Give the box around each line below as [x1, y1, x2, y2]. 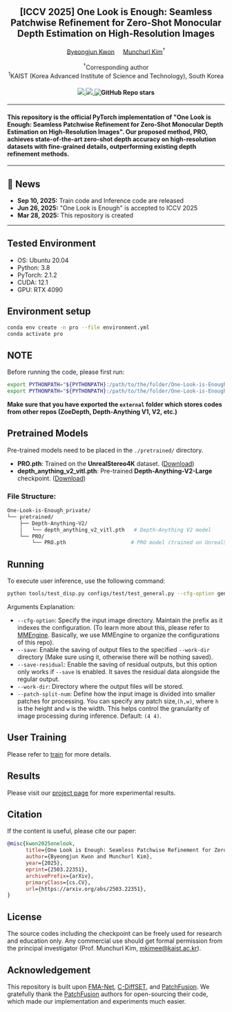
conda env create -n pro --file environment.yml [7, 324, 150, 331]
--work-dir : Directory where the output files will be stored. [17, 682, 184, 690]
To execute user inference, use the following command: [7, 577, 166, 585]
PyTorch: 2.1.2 [17, 271, 57, 279]
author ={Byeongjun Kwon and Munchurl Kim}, [25, 853, 153, 860]
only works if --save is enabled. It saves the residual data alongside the [17, 667, 220, 676]
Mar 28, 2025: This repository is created [17, 211, 133, 219]
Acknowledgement [7, 964, 91, 976]
